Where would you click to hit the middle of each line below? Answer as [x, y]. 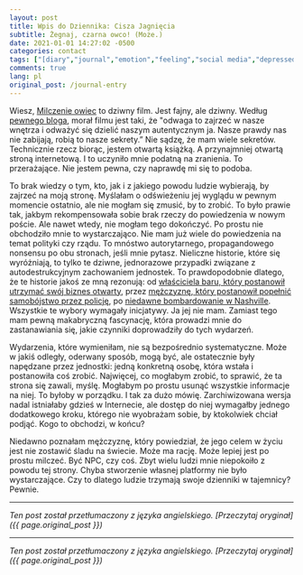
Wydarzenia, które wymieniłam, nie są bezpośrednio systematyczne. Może [148, 347]
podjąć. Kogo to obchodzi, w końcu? [77, 423]
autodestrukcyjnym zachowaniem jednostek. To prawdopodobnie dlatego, [147, 272]
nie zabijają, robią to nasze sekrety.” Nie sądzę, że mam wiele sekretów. [143, 139]
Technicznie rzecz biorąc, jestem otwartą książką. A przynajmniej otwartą [147, 149]
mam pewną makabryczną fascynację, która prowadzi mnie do [126, 320]
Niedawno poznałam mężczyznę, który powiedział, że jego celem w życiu [146, 441]
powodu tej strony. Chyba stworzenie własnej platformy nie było [129, 469]
